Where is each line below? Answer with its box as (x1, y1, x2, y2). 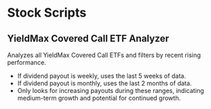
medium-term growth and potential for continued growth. (17, 94, 181, 102)
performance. (7, 58, 47, 67)
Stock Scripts (7, 5, 87, 21)
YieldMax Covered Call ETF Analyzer (7, 33, 169, 44)
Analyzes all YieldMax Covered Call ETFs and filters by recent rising (7, 51, 201, 59)
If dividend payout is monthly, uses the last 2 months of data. (17, 79, 192, 87)
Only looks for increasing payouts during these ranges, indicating (17, 87, 205, 94)
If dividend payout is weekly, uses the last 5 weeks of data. (17, 72, 186, 80)
